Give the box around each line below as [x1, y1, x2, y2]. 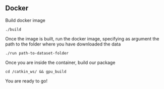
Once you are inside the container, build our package [5, 59, 116, 65]
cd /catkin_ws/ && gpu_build [5, 69, 67, 74]
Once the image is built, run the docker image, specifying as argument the [5, 35, 159, 41]
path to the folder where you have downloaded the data [5, 41, 121, 47]
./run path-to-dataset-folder [5, 50, 69, 55]
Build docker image [5, 17, 45, 23]
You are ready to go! [5, 77, 48, 84]
